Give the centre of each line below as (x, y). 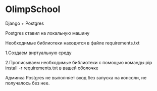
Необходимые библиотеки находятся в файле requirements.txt (72, 43)
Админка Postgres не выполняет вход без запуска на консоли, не (76, 77)
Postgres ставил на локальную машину (47, 33)
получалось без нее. (28, 83)
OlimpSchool (33, 9)
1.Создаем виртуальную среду (38, 53)
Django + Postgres (25, 23)
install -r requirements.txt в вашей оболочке (52, 68)
